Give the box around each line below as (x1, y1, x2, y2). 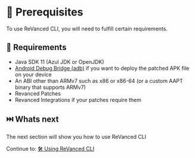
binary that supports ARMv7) (14, 83, 86, 91)
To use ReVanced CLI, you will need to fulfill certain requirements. (6, 25, 168, 32)
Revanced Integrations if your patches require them (14, 96, 142, 103)
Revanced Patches (14, 89, 61, 97)
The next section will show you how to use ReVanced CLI (6, 133, 147, 140)
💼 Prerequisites (6, 5, 83, 19)
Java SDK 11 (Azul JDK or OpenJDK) (14, 58, 104, 65)
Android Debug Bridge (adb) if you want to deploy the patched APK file (14, 64, 190, 72)
